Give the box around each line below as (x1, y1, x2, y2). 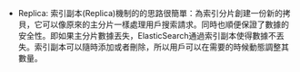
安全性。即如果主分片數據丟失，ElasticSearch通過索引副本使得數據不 (17, 31, 277, 40)
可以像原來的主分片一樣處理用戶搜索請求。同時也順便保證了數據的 (42, 19, 289, 30)
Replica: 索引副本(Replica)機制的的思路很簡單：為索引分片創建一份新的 (17, 8, 284, 18)
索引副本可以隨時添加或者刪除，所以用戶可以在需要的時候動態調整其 (34, 41, 289, 52)
